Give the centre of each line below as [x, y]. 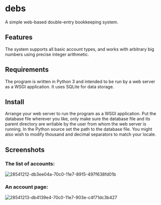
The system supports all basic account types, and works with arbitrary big [80, 49]
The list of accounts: [30, 164]
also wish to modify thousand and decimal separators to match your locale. [80, 134]
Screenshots [25, 150]
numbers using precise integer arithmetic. [47, 54]
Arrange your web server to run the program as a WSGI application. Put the [81, 114]
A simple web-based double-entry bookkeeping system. [62, 22]
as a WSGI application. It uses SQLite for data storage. [60, 86]
